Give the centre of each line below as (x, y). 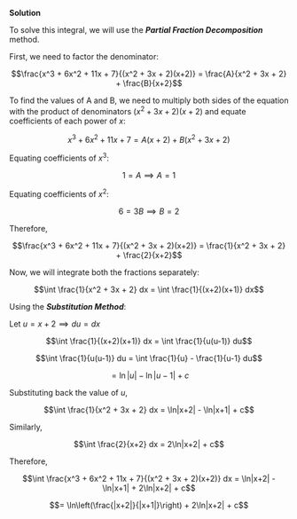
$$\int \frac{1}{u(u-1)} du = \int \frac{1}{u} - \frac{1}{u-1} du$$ (149, 358)
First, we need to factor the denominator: (84, 56)
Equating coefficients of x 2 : (59, 193)
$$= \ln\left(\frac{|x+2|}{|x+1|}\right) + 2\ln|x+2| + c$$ (149, 505)
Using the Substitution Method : (68, 306)
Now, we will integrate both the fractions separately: (104, 272)
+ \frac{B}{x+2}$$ (149, 83)
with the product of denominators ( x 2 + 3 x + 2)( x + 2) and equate (128, 110)
